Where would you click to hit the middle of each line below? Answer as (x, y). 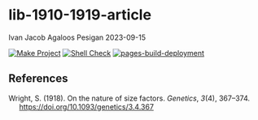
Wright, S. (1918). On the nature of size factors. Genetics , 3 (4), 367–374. (129, 98)
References (38, 79)
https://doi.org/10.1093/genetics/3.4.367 (87, 106)
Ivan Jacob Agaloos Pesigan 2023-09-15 (77, 37)
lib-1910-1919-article (80, 15)
